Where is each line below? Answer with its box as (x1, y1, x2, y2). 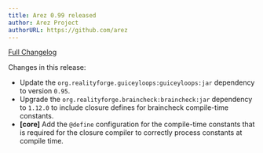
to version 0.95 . (19, 86, 71, 96)
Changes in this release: (8, 63, 86, 72)
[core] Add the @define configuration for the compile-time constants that (19, 119, 255, 129)
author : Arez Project (8, 19, 79, 27)
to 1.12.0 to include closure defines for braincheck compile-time (19, 103, 229, 112)
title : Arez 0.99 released (8, 11, 97, 20)
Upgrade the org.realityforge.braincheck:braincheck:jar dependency (19, 95, 253, 104)
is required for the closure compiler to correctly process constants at (19, 128, 243, 137)
